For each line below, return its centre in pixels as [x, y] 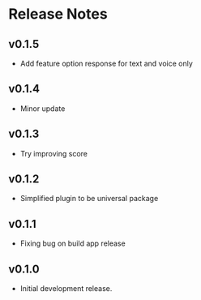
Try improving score [53, 153]
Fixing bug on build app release [73, 243]
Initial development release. [66, 289]
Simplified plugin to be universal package [89, 199]
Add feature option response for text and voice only [106, 63]
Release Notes [58, 14]
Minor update [43, 108]
